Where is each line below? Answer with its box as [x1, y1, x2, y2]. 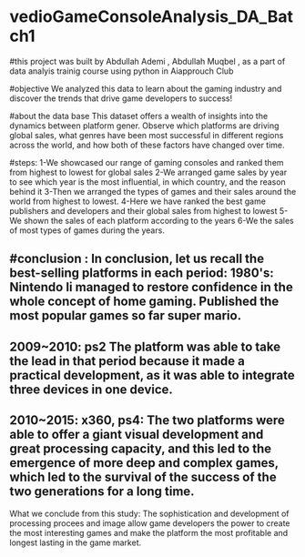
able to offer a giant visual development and [9, 427, 264, 442]
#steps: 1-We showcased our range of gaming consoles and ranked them [9, 157, 284, 167]
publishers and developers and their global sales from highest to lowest [9, 205, 278, 216]
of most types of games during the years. [9, 225, 166, 236]
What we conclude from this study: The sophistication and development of [9, 508, 290, 519]
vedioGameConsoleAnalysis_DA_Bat [9, 6, 294, 27]
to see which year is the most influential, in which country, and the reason [9, 176, 287, 187]
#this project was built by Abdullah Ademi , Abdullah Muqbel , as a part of [9, 56, 286, 66]
